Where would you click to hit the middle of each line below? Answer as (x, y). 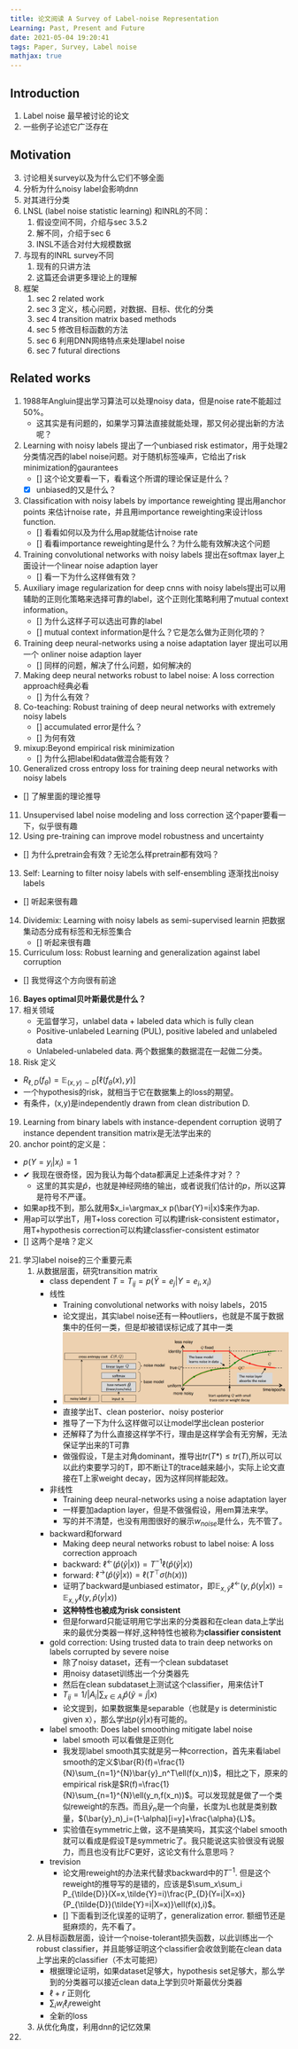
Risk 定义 (39, 1062)
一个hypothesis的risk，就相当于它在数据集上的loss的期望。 (130, 1092)
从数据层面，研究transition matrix (97, 1271)
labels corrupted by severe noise (109, 1651)
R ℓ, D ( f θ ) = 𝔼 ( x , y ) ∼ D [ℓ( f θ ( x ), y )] (79, 1080)
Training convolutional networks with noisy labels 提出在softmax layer (150, 554)
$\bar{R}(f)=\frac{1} (149, 1762)
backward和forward (86, 1533)
